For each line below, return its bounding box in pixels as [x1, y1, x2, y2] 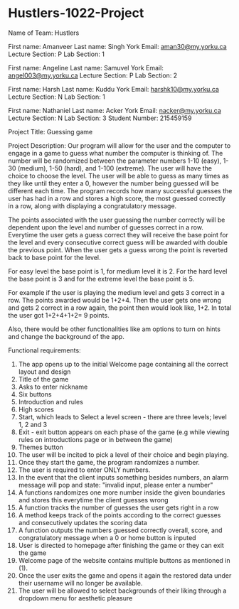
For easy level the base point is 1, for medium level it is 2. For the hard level [8, 266, 228, 275]
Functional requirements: [8, 346, 81, 355]
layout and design [18, 367, 71, 376]
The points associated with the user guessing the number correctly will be [8, 215, 225, 224]
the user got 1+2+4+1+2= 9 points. [8, 311, 110, 319]
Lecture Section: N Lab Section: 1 [8, 92, 106, 101]
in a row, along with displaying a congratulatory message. [8, 201, 177, 210]
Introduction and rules [18, 397, 84, 406]
